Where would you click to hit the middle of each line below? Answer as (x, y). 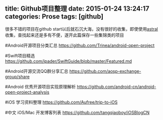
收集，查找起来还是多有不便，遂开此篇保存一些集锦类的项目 (65, 35)
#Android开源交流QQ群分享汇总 (37, 71)
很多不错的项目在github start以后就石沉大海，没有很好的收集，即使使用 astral (81, 29)
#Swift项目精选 (20, 55)
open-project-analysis (27, 92)
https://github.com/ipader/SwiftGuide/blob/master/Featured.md (68, 61)
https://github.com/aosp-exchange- (106, 71)
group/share (17, 76)
